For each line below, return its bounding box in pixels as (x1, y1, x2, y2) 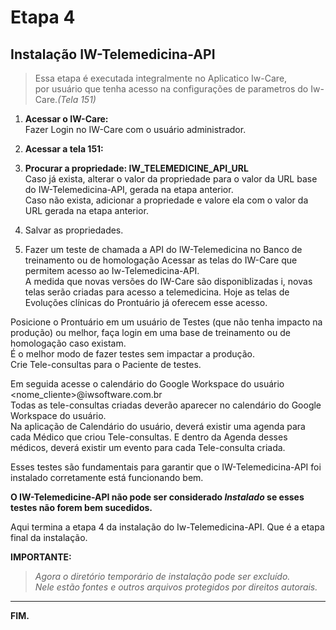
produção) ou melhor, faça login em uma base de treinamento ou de (10, 327, 291, 338)
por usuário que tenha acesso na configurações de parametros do (34, 83, 309, 95)
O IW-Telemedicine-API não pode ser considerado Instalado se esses (10, 491, 305, 503)
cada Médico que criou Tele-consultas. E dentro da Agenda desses (10, 431, 288, 443)
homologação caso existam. (10, 337, 127, 349)
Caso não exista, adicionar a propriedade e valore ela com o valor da (24, 194, 309, 206)
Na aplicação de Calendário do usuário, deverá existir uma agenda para (10, 421, 306, 432)
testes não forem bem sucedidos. (10, 502, 153, 513)
